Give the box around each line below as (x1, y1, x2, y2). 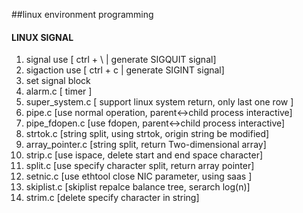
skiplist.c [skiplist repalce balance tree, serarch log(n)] (25, 181, 251, 193)
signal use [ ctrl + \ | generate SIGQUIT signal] (25, 54, 217, 66)
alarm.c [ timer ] (25, 85, 93, 98)
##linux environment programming (11, 9, 154, 20)
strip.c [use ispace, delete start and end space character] (25, 149, 264, 161)
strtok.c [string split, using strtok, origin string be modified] (25, 128, 270, 140)
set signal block (25, 75, 91, 87)
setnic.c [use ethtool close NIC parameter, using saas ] (25, 170, 253, 183)
